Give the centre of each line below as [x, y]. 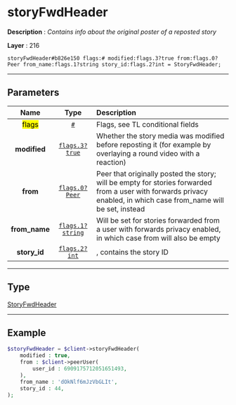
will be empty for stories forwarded [154, 182]
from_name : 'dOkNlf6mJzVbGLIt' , [69, 382]
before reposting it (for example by [153, 144]
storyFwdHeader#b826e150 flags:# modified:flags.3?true [91, 58]
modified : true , [45, 356]
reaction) [111, 162]
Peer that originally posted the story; [156, 173]
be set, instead [120, 208]
